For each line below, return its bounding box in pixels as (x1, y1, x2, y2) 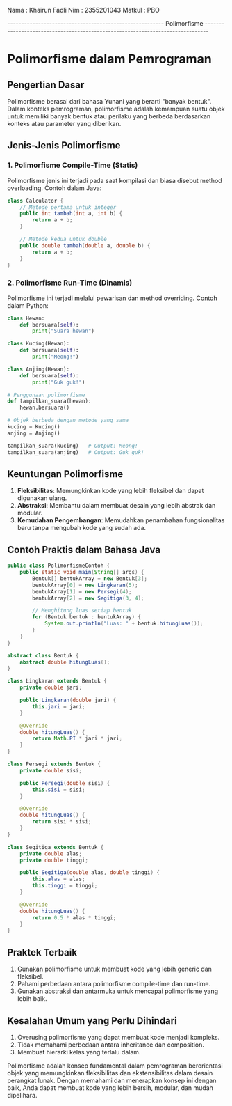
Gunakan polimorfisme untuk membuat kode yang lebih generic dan (17, 965, 212, 974)
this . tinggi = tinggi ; (32, 882, 98, 889)
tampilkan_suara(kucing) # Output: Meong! (7, 442, 138, 449)
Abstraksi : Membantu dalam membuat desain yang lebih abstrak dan (17, 501, 216, 510)
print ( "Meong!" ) (32, 353, 79, 361)
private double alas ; (19, 850, 82, 857)
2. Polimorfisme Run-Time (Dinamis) (7, 278, 133, 288)
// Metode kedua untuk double (19, 236, 108, 243)
